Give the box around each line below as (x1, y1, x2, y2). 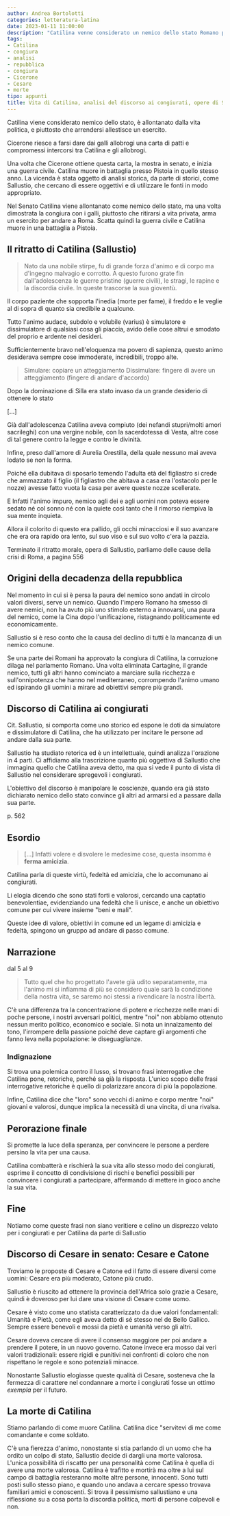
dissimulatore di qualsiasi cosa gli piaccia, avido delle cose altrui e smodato (7, 325, 220, 333)
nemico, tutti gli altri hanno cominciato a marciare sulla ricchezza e (7, 668, 196, 677)
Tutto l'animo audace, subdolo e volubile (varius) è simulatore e (7, 317, 186, 326)
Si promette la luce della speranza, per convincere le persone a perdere (7, 1141, 209, 1150)
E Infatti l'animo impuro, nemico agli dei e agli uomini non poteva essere (7, 497, 210, 505)
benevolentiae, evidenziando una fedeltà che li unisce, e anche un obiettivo (7, 898, 220, 907)
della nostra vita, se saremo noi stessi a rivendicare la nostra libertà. (23, 992, 216, 1001)
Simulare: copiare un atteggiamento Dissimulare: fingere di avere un (23, 366, 216, 374)
